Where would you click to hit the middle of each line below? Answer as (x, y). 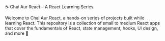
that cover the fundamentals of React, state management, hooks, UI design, (82, 28)
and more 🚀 (17, 33)
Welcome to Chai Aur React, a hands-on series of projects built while (75, 18)
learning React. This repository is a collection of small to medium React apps (82, 23)
